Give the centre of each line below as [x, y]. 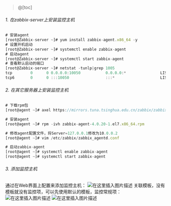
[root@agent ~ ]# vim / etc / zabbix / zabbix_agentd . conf [62, 138]
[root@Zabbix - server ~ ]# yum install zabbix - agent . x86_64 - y [72, 40]
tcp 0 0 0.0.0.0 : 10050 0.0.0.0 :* [66, 73]
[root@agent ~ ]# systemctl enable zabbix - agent [57, 152]
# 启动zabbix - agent [25, 147]
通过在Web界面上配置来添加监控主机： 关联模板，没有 [85, 186]
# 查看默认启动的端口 [25, 64]
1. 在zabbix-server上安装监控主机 [40, 19]
